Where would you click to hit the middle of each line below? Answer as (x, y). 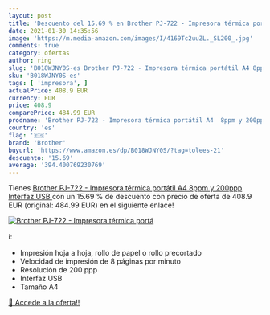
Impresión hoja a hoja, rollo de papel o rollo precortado (111, 253)
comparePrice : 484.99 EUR (51, 113)
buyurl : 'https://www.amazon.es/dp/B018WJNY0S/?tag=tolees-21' (117, 150)
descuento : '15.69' (41, 157)
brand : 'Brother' (37, 143)
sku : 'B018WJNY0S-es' (45, 76)
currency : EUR (32, 98)
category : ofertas (39, 53)
